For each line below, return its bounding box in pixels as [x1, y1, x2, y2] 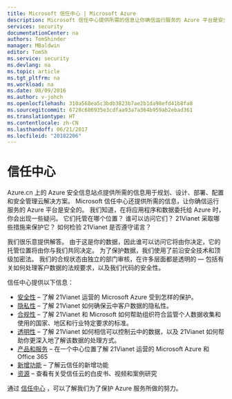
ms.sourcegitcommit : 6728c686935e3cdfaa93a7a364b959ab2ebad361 [7, 106, 193, 113]
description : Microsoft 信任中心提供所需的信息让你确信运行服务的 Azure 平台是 [7, 17, 219, 24]
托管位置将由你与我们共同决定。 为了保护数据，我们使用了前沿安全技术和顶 [7, 246, 221, 254]
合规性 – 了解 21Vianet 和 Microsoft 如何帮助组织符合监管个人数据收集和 [17, 310, 222, 319]
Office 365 [17, 353, 48, 361]
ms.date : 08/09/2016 [7, 87, 67, 94]
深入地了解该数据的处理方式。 [35, 336, 121, 344]
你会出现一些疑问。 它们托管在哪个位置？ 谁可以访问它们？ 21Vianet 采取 [7, 214, 214, 223]
